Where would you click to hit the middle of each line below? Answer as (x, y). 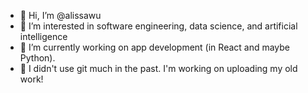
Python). (37, 58)
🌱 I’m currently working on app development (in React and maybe (155, 47)
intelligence (43, 36)
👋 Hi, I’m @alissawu (60, 15)
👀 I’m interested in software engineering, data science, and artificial (158, 26)
